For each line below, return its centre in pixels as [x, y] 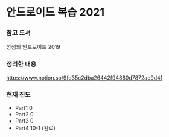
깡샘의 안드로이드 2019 [33, 47]
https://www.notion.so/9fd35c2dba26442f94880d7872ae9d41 [84, 78]
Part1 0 [24, 108]
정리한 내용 [21, 64]
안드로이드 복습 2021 [55, 12]
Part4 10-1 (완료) [35, 128]
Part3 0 [24, 121]
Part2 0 [24, 115]
